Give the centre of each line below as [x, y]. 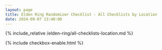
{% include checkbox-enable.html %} [44, 43]
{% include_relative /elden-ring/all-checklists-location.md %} [69, 33]
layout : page [19, 10]
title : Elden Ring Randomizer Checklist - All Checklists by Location [81, 14]
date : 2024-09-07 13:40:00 [34, 19]
